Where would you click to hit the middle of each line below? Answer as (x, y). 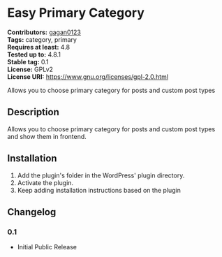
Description (33, 112)
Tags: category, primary (42, 39)
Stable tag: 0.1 (28, 61)
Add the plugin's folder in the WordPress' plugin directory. (101, 175)
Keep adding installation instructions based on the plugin (99, 190)
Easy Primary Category (76, 13)
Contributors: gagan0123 (44, 32)
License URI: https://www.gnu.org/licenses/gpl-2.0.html (88, 76)
